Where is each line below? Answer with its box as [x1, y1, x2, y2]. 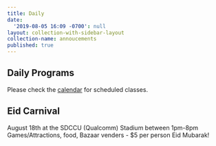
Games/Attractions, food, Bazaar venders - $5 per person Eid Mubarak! [7, 131, 210, 139]
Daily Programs [7, 67, 74, 79]
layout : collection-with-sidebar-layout [7, 29, 125, 36]
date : [7, 16, 23, 23]
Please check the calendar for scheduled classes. [7, 85, 149, 93]
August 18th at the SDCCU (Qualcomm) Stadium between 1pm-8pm [7, 123, 199, 132]
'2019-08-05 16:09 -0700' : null [13, 23, 107, 29]
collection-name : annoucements [7, 36, 97, 42]
